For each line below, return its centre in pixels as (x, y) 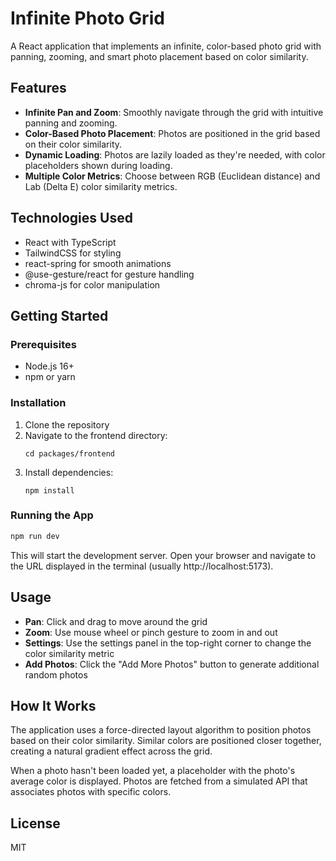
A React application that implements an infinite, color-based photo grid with (166, 46)
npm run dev (35, 536)
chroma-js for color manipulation (92, 284)
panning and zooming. (71, 123)
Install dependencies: (69, 472)
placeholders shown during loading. (98, 165)
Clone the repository (67, 424)
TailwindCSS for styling (73, 253)
